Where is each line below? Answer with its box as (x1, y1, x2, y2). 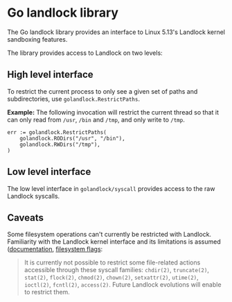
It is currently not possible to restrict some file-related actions (24, 258, 201, 267)
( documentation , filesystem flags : (7, 245, 103, 253)
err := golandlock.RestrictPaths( (7, 128, 107, 136)
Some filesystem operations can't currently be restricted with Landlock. (7, 230, 212, 239)
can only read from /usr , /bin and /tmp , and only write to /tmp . (7, 115, 185, 124)
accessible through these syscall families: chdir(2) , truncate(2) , (24, 266, 210, 274)
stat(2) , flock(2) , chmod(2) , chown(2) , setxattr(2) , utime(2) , (24, 273, 199, 282)
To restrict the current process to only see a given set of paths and (7, 87, 198, 95)
